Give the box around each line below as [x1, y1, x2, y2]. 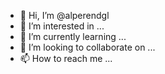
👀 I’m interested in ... [19, 20, 105, 32]
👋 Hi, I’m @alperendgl [19, 10, 110, 21]
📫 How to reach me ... [19, 53, 113, 64]
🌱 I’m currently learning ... [19, 31, 127, 42]
